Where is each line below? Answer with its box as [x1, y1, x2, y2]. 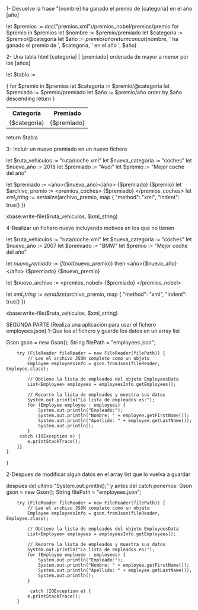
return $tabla [6, 134, 39, 141]
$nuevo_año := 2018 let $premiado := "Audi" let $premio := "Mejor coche [6, 163, 185, 170]
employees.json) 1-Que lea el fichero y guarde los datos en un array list [6, 327, 180, 334]
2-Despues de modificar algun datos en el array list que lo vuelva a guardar [6, 471, 191, 478]
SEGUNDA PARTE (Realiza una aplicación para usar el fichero [6, 321, 157, 328]
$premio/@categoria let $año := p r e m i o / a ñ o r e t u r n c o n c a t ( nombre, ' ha [6, 36, 179, 42]
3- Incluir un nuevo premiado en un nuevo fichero [6, 145, 127, 152]
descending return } [6, 95, 55, 102]
